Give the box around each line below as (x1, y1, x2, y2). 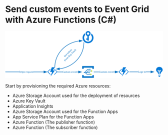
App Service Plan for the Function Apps (12, 113, 94, 119)
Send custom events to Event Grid (5, 3, 149, 15)
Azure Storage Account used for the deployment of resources (12, 92, 140, 98)
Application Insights (12, 103, 53, 109)
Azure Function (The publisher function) (12, 119, 95, 125)
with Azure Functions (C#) (5, 14, 116, 25)
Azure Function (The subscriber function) (12, 124, 98, 130)
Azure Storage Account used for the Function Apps (12, 108, 118, 114)
